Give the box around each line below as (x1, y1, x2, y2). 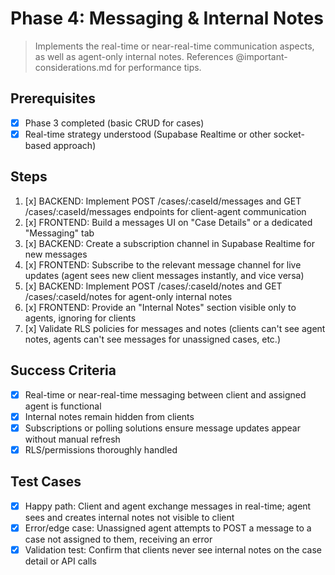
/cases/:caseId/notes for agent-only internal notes (24, 290, 233, 302)
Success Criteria (10, 362, 117, 379)
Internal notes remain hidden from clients (24, 410, 195, 422)
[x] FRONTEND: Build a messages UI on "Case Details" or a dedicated (24, 216, 313, 228)
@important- (235, 50, 288, 62)
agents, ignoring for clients (24, 312, 137, 324)
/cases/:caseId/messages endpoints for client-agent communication (24, 205, 307, 217)
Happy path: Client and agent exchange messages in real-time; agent (24, 500, 312, 512)
